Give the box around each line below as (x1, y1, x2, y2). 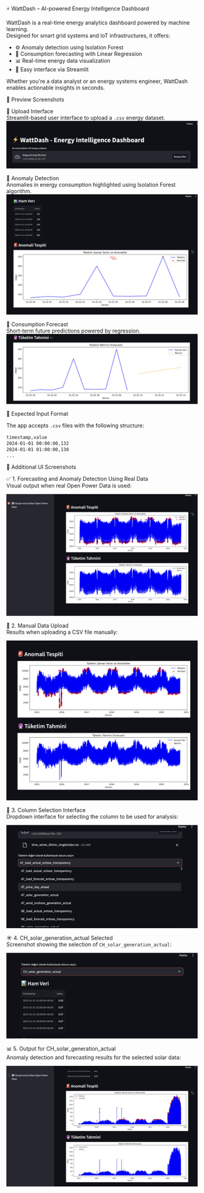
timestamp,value (6, 434, 47, 440)
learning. (6, 26, 29, 32)
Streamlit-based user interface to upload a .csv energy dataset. (6, 114, 166, 121)
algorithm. (6, 187, 32, 195)
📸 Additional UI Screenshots (6, 463, 76, 471)
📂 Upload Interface (6, 108, 53, 114)
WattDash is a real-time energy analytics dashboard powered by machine (6, 19, 190, 26)
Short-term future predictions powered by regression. (6, 327, 141, 334)
